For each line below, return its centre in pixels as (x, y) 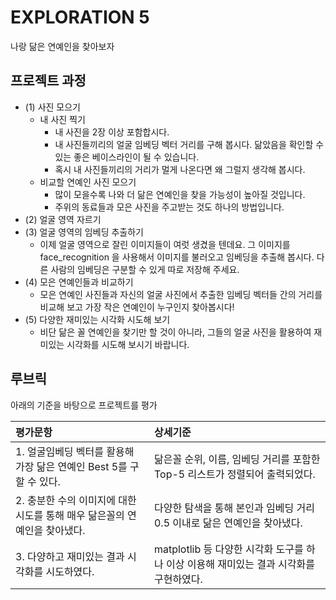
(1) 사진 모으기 (52, 107)
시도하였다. (70, 571)
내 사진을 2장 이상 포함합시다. (112, 132)
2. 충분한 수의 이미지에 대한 (76, 500)
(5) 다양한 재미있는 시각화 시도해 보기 (97, 319)
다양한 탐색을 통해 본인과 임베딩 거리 (234, 508)
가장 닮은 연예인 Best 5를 (71, 466)
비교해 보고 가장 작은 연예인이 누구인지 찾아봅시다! (137, 307)
